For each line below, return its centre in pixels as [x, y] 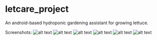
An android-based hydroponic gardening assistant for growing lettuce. [77, 23]
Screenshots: [19, 32]
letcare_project [37, 9]
